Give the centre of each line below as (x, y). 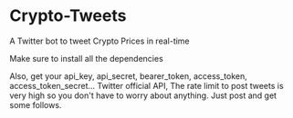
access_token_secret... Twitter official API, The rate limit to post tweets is (147, 85)
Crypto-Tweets (68, 16)
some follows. (36, 104)
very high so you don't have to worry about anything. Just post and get (143, 95)
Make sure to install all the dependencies (87, 58)
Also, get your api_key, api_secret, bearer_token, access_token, (129, 76)
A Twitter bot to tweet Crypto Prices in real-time (99, 41)
